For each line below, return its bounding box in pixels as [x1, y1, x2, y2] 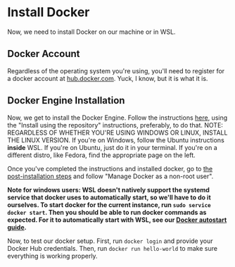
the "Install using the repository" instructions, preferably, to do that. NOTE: [7, 120, 224, 129]
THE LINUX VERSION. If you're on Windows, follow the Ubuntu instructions [7, 135, 225, 144]
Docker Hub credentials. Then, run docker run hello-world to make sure [7, 244, 218, 252]
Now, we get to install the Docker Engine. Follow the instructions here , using [7, 113, 228, 122]
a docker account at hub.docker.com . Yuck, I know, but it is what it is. [7, 74, 208, 82]
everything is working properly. [7, 252, 98, 260]
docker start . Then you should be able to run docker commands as [7, 208, 207, 216]
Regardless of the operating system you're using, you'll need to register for [7, 66, 225, 75]
